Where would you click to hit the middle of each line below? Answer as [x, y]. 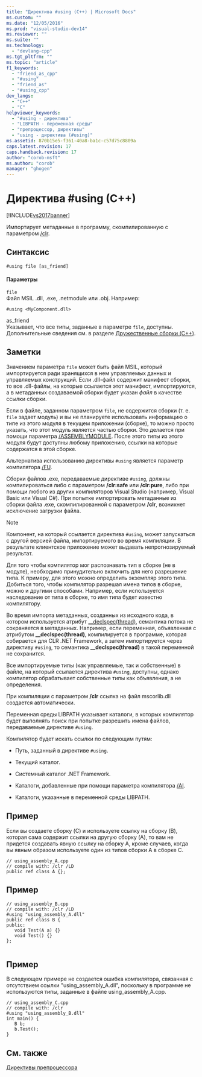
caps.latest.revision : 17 [39, 146]
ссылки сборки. [27, 399]
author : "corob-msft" [33, 157]
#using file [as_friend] [37, 266]
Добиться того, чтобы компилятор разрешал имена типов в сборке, [94, 584]
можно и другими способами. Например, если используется [85, 590]
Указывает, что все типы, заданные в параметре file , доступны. [90, 327]
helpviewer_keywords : [33, 113]
